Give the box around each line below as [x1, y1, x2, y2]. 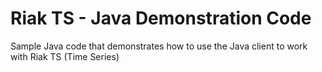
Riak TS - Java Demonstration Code [10, 7, 312, 30]
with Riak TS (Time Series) [10, 50, 120, 62]
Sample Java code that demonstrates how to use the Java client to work [10, 40, 308, 52]
